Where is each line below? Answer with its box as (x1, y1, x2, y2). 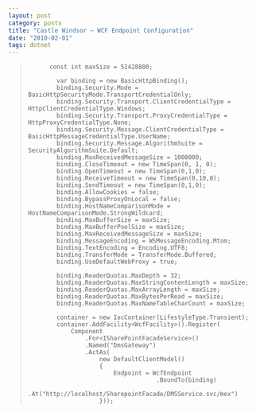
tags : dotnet (8, 41, 52, 49)
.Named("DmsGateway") (84, 341, 157, 350)
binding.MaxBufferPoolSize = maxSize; (56, 223, 185, 231)
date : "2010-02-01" (8, 33, 73, 42)
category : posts (8, 19, 62, 27)
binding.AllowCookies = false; (56, 189, 161, 196)
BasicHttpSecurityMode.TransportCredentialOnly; (27, 91, 192, 99)
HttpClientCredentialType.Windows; (27, 105, 146, 113)
